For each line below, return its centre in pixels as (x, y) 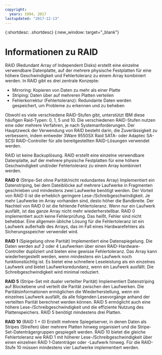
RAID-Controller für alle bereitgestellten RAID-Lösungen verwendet (83, 141)
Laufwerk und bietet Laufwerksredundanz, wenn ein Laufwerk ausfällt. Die (79, 267)
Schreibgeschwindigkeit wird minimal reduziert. (52, 272)
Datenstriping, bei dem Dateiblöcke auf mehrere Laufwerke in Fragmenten (79, 185)
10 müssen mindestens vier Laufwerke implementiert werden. (78, 348)
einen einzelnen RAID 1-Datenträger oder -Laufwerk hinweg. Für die (73, 342)
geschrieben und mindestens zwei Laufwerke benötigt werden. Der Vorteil (79, 191)
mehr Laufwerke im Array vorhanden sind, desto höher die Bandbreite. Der (80, 201)
